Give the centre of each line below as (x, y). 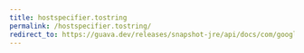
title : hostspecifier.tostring (68, 18)
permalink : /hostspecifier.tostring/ (81, 26)
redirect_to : (34, 34)
